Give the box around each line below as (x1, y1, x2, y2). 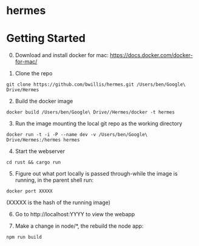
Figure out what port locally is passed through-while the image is (15, 170, 178, 177)
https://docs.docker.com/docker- (110, 52, 193, 59)
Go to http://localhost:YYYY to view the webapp (15, 211, 135, 218)
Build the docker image (15, 98, 73, 105)
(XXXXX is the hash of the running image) (6, 199, 111, 207)
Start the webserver (15, 148, 66, 155)
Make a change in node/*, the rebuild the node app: (15, 222, 144, 230)
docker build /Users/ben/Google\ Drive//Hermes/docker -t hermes (6, 109, 175, 115)
